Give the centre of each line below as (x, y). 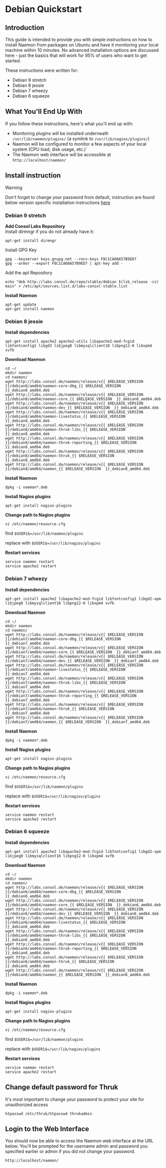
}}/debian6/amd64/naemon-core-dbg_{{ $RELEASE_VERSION (63, 892)
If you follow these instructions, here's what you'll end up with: (69, 124)
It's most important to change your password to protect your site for (75, 1099)
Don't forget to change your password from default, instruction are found (80, 197)
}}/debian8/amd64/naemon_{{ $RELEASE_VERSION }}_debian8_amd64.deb (78, 469)
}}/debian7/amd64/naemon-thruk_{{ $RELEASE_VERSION (60, 709)
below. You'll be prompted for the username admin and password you (77, 1146)
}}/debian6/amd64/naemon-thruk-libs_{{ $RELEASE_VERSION (65, 935)
